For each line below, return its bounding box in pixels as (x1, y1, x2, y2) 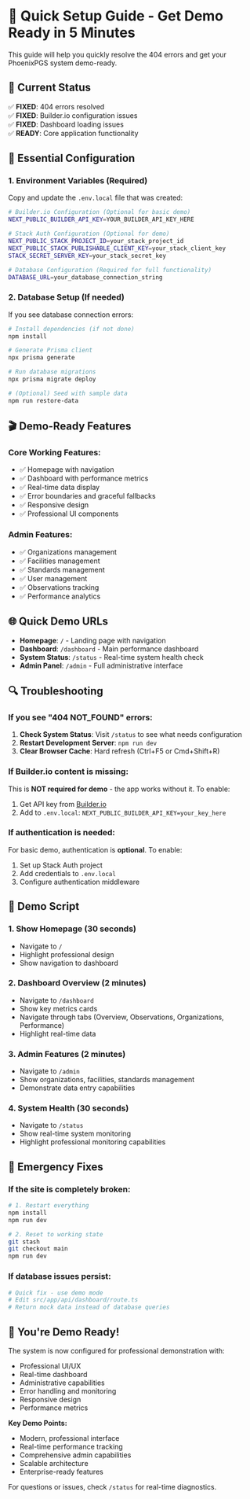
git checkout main (8, 1245, 68, 1253)
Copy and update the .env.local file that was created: (8, 193, 183, 203)
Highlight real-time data (19, 1029, 96, 1038)
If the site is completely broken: (8, 1184, 131, 1195)
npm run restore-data (8, 396, 79, 404)
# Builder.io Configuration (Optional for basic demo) (8, 208, 191, 216)
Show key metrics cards (19, 1004, 98, 1013)
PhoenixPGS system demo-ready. (8, 58, 118, 68)
